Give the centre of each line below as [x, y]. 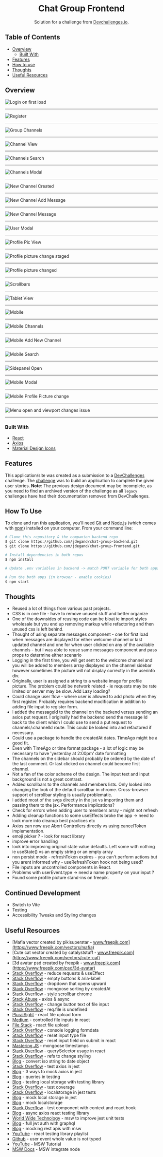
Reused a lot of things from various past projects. [61, 608]
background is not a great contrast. [47, 779]
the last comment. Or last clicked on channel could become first [76, 764]
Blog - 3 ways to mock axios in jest [47, 1071]
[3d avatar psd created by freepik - [47, 963]
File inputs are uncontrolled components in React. [62, 867]
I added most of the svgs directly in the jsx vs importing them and [78, 800]
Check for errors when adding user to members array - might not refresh [85, 810]
